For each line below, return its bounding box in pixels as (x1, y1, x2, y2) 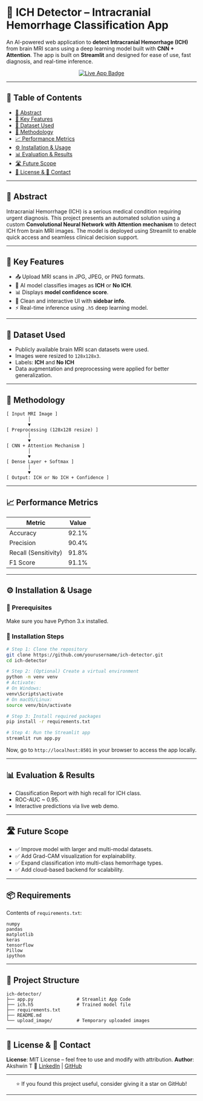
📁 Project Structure (6, 975, 80, 985)
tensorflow (6, 942, 34, 948)
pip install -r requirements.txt (6, 718, 91, 725)
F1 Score (9, 558, 36, 566)
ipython (6, 953, 26, 959)
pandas (6, 926, 23, 932)
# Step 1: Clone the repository (6, 646, 88, 652)
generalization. (14, 372, 53, 379)
